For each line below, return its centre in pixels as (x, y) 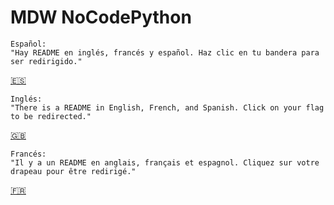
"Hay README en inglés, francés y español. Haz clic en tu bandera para (165, 52)
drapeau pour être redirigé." (73, 171)
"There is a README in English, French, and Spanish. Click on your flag (167, 107)
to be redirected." (51, 116)
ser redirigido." (46, 61)
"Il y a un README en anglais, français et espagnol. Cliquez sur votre (165, 162)
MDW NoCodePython (101, 17)
